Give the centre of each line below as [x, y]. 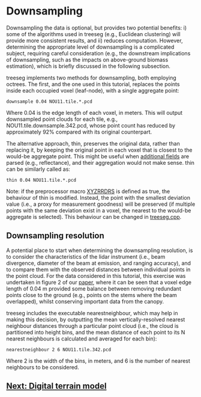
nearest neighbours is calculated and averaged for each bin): [82, 339]
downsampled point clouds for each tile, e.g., [62, 119]
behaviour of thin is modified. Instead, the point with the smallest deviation [98, 197]
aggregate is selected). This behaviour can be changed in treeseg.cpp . [94, 217]
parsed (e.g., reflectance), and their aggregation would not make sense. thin [100, 162]
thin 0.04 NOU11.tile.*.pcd [41, 180]
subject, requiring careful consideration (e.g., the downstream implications [98, 53]
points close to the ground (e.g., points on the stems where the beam [91, 295]
